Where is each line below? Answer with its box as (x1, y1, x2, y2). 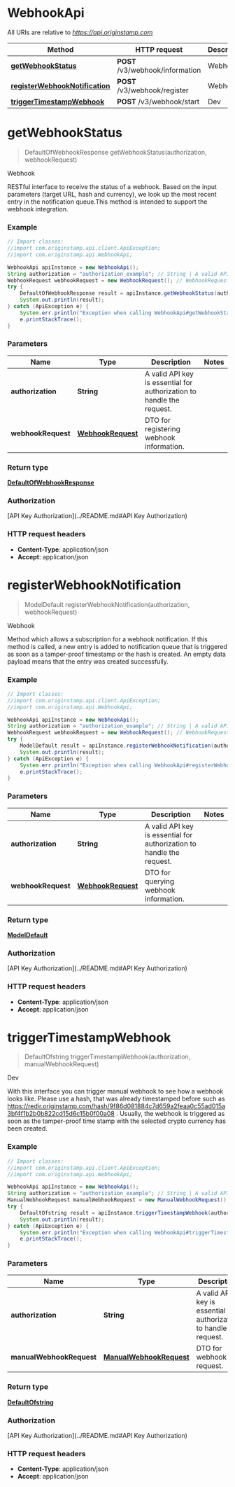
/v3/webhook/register (116, 85, 189, 95)
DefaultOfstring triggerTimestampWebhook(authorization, (24, 1052, 191, 1061)
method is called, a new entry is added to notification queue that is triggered (7, 642, 227, 650)
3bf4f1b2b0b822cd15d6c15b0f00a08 (7, 1110, 115, 1118)
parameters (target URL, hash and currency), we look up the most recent (7, 190, 217, 198)
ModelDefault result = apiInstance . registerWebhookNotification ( (20, 742, 215, 750)
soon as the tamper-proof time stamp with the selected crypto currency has (7, 1117, 226, 1125)
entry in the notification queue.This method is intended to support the (7, 197, 208, 206)
